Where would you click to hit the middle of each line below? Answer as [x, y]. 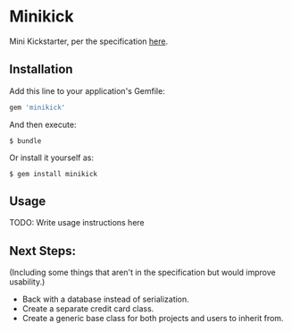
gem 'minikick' [38, 107]
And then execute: [43, 124]
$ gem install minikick [54, 174]
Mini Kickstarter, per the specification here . [88, 41]
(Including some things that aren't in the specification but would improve [142, 272]
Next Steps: [42, 251]
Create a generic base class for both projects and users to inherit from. [153, 319]
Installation [41, 69]
